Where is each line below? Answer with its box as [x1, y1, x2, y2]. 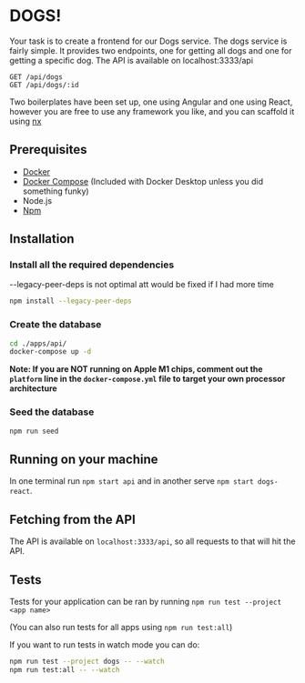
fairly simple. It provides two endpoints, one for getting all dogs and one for [9, 45, 292, 55]
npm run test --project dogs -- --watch [9, 657, 166, 666]
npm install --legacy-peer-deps [9, 296, 132, 306]
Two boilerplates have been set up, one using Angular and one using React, [9, 96, 293, 107]
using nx [9, 116, 42, 126]
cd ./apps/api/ [9, 338, 67, 348]
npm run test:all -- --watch [9, 665, 120, 674]
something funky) [22, 186, 89, 196]
